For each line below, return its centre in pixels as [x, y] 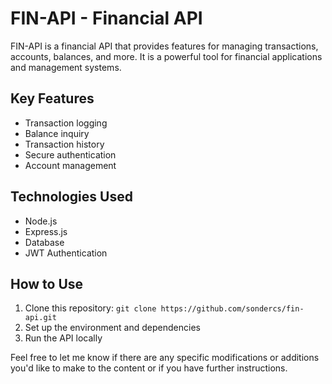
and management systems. [66, 67]
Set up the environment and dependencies [112, 328]
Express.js [46, 231]
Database [44, 242]
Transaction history [64, 144]
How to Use [47, 283]
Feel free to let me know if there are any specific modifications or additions [165, 358]
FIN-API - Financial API [106, 18]
